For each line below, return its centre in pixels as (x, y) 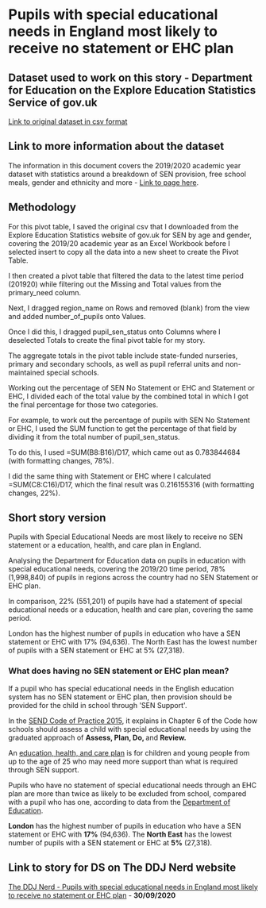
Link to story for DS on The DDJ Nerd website (122, 868)
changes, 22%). (35, 493)
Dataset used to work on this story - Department (130, 77)
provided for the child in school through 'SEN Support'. (98, 705)
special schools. (73, 372)
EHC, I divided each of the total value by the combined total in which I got (128, 396)
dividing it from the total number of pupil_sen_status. (94, 437)
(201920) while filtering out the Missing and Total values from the (115, 284)
